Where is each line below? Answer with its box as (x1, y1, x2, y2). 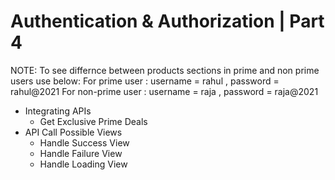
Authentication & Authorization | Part (10, 10, 325, 33)
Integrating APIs (24, 105, 92, 117)
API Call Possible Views (24, 126, 123, 138)
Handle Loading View (39, 158, 128, 170)
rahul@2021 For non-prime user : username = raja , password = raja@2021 (10, 85, 319, 97)
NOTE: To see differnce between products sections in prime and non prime (10, 64, 320, 76)
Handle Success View (39, 136, 130, 149)
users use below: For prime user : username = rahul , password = (10, 75, 280, 87)
